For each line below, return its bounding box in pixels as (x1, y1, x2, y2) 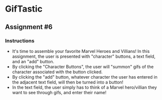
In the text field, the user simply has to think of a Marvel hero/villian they (12, 84, 157, 90)
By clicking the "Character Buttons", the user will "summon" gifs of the (12, 64, 154, 69)
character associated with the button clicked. (12, 69, 103, 75)
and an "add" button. (12, 58, 54, 64)
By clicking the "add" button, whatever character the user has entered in (12, 74, 158, 80)
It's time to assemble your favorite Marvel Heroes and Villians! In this (12, 48, 150, 54)
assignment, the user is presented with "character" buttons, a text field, (12, 53, 156, 59)
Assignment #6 (5, 23, 53, 31)
